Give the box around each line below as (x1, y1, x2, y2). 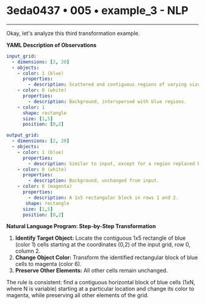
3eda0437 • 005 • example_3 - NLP (6, 4, 189, 18)
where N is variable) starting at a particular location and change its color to (6, 285, 195, 293)
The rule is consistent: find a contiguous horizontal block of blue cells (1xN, (6, 279, 195, 286)
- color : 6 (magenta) (17, 184, 72, 190)
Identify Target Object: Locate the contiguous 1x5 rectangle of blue (15, 234, 186, 242)
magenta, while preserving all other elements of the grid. (6, 292, 149, 299)
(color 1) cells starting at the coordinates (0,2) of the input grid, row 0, (15, 241, 191, 248)
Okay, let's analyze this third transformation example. (6, 29, 140, 37)
